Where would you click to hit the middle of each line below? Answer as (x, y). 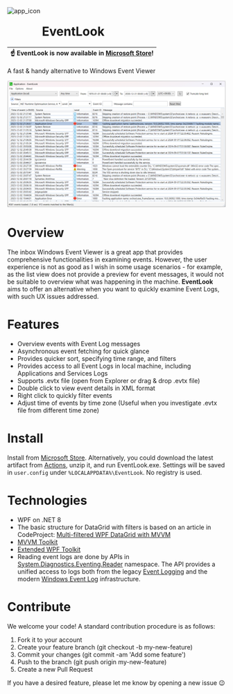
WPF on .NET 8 (39, 519)
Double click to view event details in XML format (86, 388)
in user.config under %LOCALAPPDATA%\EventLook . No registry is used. (105, 472)
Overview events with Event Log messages (79, 344)
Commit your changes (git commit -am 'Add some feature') (101, 654)
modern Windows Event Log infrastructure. (79, 579)
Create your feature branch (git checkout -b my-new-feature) (105, 647)
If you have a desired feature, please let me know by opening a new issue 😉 (116, 683)
